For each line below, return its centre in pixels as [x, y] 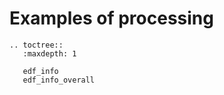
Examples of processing [111, 18]
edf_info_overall [59, 80]
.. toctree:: [36, 45]
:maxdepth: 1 [49, 53]
